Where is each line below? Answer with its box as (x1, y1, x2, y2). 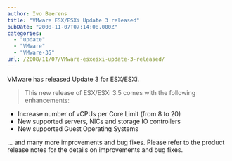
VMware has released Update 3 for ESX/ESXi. (7, 75, 140, 83)
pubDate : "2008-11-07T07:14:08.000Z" (7, 23, 118, 30)
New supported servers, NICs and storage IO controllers (17, 117, 181, 125)
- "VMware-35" (13, 50, 55, 57)
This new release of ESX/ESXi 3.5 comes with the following (24, 88, 196, 97)
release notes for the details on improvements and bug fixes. (7, 145, 183, 154)
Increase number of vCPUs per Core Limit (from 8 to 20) (17, 109, 181, 118)
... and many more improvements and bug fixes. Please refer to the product (7, 138, 225, 146)
